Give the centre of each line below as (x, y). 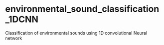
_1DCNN (22, 19)
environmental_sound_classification (82, 9)
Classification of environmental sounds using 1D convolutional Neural (76, 33)
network (14, 38)
